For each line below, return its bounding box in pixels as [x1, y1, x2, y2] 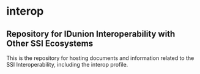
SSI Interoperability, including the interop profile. [6, 61, 128, 68]
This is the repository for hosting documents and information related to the [6, 54, 194, 62]
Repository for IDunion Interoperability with [6, 29, 176, 39]
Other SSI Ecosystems [6, 38, 94, 48]
